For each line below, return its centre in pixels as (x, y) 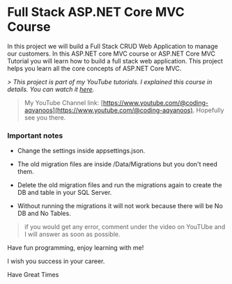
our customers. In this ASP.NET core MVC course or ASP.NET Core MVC (111, 54)
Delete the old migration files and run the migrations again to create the (119, 185)
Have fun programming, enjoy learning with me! (76, 248)
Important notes (35, 135)
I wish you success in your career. (56, 261)
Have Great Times (33, 275)
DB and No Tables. (44, 214)
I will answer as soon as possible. (72, 235)
